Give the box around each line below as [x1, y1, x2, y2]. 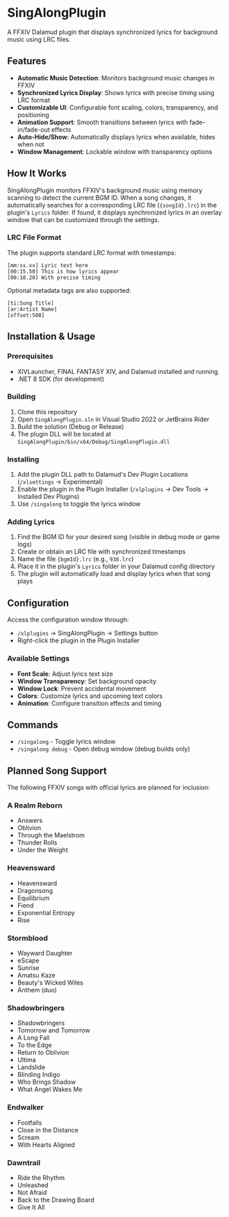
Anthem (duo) [17, 986, 58, 994]
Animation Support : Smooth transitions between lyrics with [17, 118, 189, 126]
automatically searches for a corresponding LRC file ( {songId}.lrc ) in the [7, 201, 217, 209]
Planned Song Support [7, 765, 108, 776]
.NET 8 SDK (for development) [17, 375, 105, 383]
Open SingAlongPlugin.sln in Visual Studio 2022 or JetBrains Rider [17, 415, 210, 423]
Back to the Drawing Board [17, 1195, 95, 1204]
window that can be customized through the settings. [7, 215, 160, 223]
